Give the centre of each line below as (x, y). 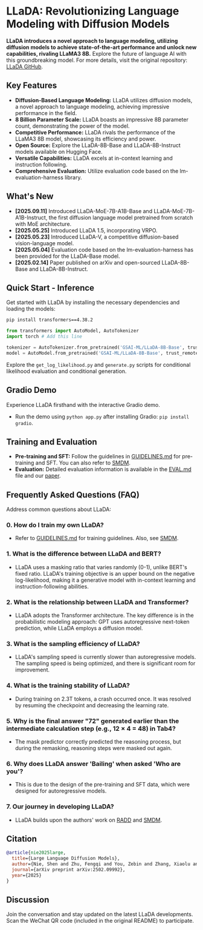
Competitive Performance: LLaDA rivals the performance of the (95, 132)
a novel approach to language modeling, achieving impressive (92, 107)
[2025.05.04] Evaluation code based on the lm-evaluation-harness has (104, 249)
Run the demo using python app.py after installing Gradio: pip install (102, 417)
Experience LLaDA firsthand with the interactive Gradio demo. (83, 404)
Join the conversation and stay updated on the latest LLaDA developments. (100, 914)
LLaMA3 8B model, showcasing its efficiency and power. (85, 139)
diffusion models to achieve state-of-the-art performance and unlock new (101, 47)
